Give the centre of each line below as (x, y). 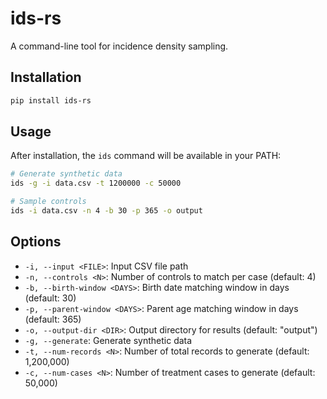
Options (36, 242)
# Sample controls (48, 202)
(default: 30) (50, 298)
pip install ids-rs (51, 100)
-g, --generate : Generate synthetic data (108, 340)
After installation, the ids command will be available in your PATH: (146, 156)
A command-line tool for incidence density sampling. (119, 46)
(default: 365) (53, 319)
